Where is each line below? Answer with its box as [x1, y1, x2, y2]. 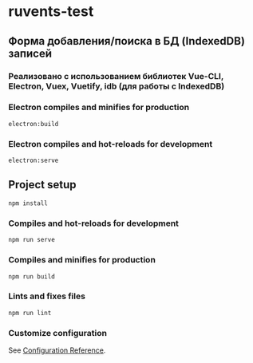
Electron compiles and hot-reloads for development [8, 138, 213, 149]
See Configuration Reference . [8, 345, 106, 355]
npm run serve [8, 236, 56, 244]
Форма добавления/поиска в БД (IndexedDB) [8, 34, 246, 48]
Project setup [8, 178, 77, 191]
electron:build [8, 120, 59, 128]
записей [8, 46, 52, 60]
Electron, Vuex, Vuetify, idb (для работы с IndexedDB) [8, 81, 225, 92]
